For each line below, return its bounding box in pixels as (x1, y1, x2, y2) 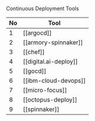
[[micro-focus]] (23, 86, 67, 94)
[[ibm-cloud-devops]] (23, 76, 86, 85)
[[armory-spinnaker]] (23, 38, 83, 46)
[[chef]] (23, 48, 45, 56)
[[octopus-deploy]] (23, 96, 77, 103)
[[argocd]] (23, 29, 52, 37)
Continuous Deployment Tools (6, 5, 79, 12)
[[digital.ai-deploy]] (23, 58, 78, 65)
